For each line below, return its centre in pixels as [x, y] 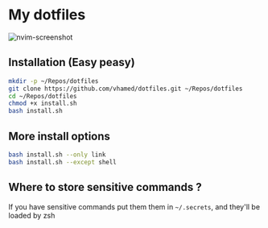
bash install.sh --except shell [62, 162]
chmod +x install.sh [43, 104]
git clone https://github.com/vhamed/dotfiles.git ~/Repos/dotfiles [126, 89]
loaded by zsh [32, 215]
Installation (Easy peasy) [72, 62]
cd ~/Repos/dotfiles [43, 96]
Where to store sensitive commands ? [105, 187]
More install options [60, 136]
